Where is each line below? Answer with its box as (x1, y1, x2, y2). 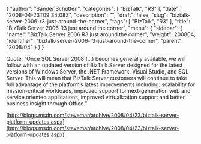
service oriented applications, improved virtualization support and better (6, 93, 185, 101)
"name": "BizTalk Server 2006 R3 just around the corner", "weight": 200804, (6, 31, 196, 38)
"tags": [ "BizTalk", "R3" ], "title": (110, 18, 191, 25)
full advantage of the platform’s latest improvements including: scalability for (6, 81, 195, 88)
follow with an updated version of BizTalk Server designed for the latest (6, 61, 183, 69)
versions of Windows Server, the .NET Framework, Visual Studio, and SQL (6, 68, 189, 75)
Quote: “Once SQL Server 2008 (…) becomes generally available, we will (6, 55, 186, 62)
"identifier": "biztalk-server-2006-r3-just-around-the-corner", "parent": (6, 37, 183, 44)
